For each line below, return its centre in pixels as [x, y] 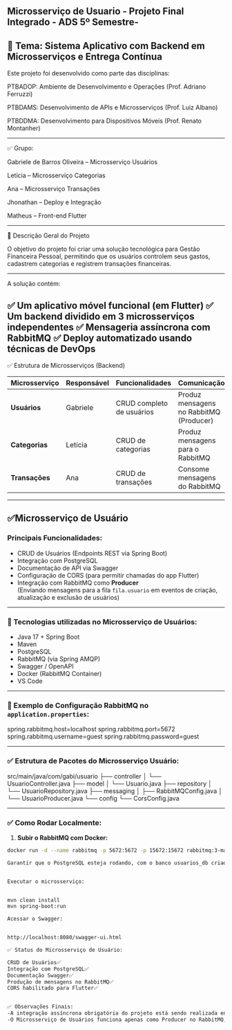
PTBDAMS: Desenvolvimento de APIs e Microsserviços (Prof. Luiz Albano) [113, 107]
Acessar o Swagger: [35, 919]
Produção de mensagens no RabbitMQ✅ [60, 982]
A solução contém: [34, 284]
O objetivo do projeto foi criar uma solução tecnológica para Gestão [104, 249]
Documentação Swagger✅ [40, 975]
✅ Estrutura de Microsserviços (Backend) [66, 366]
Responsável [87, 383]
